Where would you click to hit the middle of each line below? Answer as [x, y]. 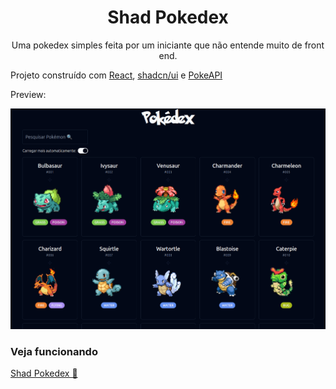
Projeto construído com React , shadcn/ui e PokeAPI [116, 75]
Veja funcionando [54, 351]
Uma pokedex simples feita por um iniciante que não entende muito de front [168, 45]
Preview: [28, 94]
